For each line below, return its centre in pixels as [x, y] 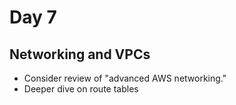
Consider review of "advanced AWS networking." [125, 78]
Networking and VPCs [80, 54]
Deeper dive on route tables [81, 89]
